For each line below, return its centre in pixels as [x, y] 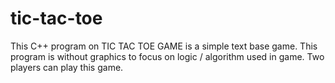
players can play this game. [67, 67]
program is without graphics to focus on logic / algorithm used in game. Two [167, 56]
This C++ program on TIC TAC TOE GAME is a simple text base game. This [164, 46]
